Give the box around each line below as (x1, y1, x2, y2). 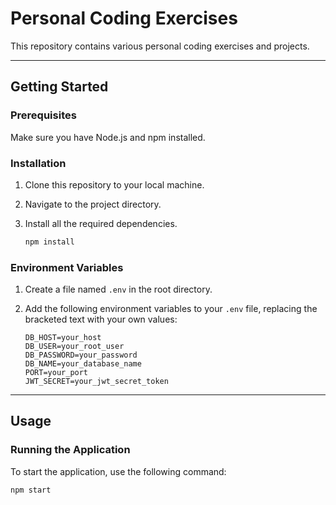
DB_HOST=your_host (24, 333, 102, 343)
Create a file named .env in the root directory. (24, 283, 213, 296)
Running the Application (10, 443, 131, 457)
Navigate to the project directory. (24, 198, 162, 210)
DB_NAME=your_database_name (24, 359, 142, 369)
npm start (10, 485, 52, 495)
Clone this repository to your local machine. (24, 178, 205, 191)
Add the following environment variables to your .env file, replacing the (24, 303, 318, 315)
